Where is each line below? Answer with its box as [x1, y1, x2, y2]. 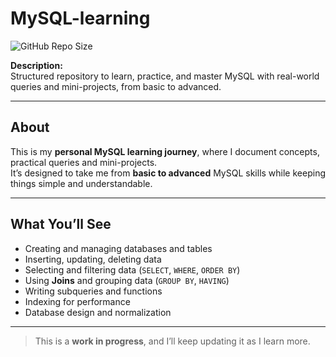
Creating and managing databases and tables [24, 242, 213, 254]
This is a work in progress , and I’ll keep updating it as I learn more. [34, 335, 311, 347]
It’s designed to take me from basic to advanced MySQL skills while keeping [10, 167, 326, 179]
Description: [10, 59, 63, 71]
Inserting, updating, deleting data [24, 253, 162, 265]
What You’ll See [10, 216, 112, 233]
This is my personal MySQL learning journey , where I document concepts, [10, 145, 320, 157]
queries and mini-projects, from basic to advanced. [10, 80, 222, 92]
